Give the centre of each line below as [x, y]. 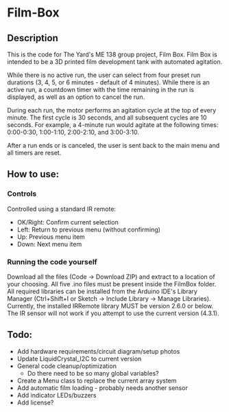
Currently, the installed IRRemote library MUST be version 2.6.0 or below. [110, 306]
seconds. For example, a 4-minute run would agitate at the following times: [113, 125]
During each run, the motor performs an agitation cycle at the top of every [112, 110]
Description [33, 38]
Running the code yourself [52, 262]
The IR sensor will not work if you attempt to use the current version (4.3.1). [113, 313]
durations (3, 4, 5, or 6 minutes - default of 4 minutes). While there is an [109, 82]
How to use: [33, 174]
